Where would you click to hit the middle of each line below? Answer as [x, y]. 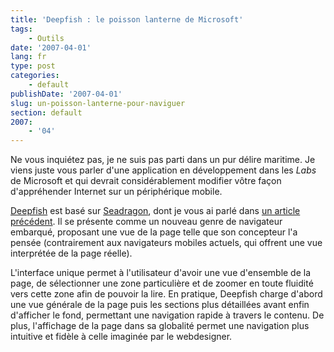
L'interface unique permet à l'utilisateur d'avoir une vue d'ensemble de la [161, 273]
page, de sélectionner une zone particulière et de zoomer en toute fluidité [162, 283]
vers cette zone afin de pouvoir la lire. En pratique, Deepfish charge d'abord [166, 294]
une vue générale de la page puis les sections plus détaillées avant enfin [160, 305]
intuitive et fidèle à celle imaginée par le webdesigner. [121, 337]
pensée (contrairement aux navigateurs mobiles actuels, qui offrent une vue [166, 243]
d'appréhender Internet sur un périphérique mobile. [116, 192]
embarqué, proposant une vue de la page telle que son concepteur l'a [154, 232]
